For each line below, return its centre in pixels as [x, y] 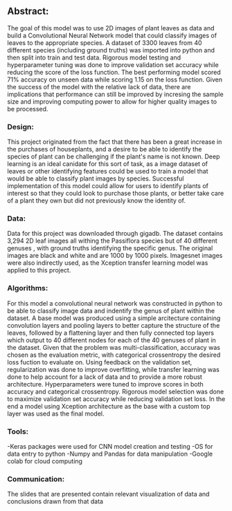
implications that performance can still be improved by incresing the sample [115, 94]
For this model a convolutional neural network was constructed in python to [115, 303]
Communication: [36, 479]
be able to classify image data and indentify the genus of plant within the [111, 310]
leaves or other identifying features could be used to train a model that [108, 171]
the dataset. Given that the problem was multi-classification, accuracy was [114, 347]
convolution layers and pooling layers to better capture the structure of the [114, 325]
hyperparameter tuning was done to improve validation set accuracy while [113, 64]
